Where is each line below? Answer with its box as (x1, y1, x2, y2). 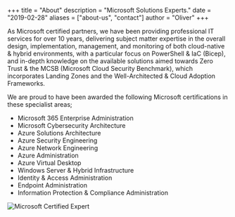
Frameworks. (7, 79, 46, 87)
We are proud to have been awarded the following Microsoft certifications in (7, 93, 228, 101)
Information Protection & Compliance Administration (17, 189, 169, 197)
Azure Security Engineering (17, 136, 98, 145)
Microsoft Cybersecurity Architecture (17, 121, 126, 129)
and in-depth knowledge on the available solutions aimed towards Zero (7, 57, 213, 65)
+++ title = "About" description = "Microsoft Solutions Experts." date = (7, 6, 212, 14)
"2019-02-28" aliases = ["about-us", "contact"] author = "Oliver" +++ (7, 13, 209, 22)
